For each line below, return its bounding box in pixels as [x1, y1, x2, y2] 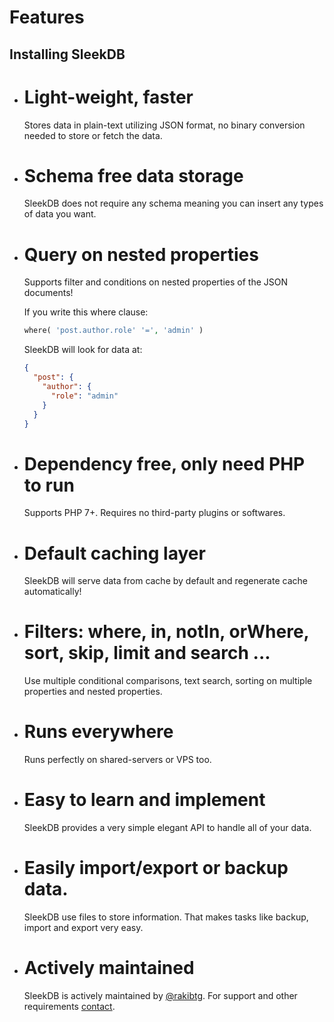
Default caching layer [23, 542, 206, 565]
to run [23, 474, 75, 496]
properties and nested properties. [23, 686, 163, 698]
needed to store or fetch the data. [23, 129, 163, 141]
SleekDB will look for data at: [23, 344, 143, 356]
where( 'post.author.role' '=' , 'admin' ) [23, 326, 204, 336]
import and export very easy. [23, 922, 144, 934]
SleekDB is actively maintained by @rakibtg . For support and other [23, 989, 298, 1001]
